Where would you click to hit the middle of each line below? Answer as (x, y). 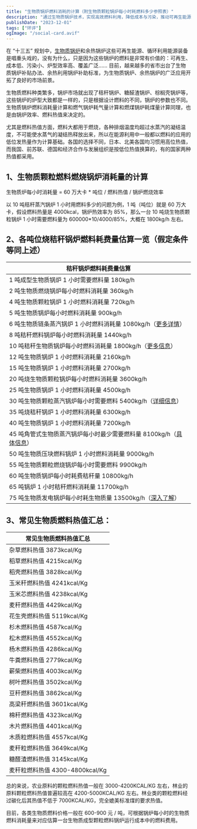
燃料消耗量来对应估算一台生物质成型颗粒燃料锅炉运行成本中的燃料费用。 (93, 820)
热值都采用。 (21, 157)
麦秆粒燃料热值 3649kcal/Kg (48, 748)
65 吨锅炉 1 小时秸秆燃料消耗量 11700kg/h (69, 487)
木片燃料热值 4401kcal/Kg (45, 726)
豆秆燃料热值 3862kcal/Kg (45, 693)
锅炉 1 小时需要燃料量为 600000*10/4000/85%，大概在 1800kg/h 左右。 (98, 219)
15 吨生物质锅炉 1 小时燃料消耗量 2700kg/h (70, 368)
